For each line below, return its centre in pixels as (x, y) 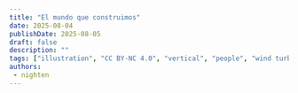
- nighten (31, 75)
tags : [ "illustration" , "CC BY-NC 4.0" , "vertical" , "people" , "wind (141, 58)
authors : (25, 67)
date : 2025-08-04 (41, 26)
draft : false (33, 42)
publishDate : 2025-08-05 (55, 34)
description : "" (39, 50)
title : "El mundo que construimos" (75, 17)
